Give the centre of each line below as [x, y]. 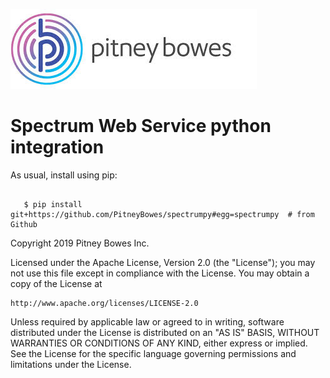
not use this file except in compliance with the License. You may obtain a [160, 273]
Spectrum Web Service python [141, 126]
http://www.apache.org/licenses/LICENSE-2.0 [104, 303]
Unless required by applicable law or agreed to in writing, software [147, 321]
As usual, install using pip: [64, 175]
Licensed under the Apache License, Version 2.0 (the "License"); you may [163, 262]
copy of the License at [56, 283]
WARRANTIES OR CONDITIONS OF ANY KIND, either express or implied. [159, 343]
